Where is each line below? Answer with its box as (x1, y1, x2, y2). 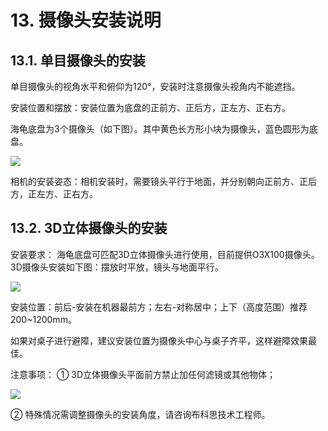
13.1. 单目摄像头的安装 (10, 52, 146, 69)
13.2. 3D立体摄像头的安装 (10, 220, 168, 237)
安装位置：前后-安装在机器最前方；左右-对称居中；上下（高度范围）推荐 (10, 301, 308, 313)
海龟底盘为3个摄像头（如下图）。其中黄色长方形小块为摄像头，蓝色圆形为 (10, 123, 310, 135)
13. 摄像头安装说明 (10, 9, 162, 32)
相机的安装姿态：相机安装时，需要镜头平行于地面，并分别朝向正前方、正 (10, 176, 308, 187)
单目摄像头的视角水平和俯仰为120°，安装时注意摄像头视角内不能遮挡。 (10, 81, 301, 92)
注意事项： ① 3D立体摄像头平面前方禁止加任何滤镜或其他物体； (10, 368, 277, 380)
